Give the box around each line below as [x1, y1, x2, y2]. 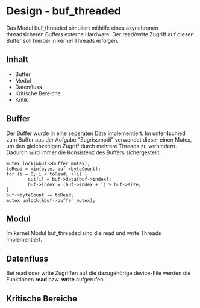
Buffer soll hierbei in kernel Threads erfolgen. [6, 37, 119, 44]
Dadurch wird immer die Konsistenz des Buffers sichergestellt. [6, 149, 161, 156]
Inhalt [6, 54, 28, 64]
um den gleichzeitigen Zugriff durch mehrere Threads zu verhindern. [6, 142, 177, 149]
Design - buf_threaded [6, 4, 122, 18]
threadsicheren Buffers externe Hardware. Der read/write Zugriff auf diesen [6, 30, 194, 37]
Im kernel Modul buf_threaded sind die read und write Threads [6, 230, 161, 237]
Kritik [14, 96, 28, 103]
